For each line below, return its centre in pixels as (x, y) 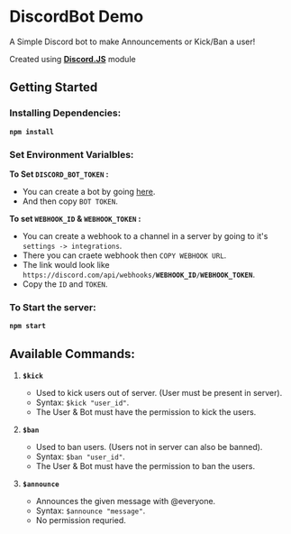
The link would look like (66, 264)
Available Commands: (72, 354)
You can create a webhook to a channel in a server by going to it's (145, 235)
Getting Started (54, 87)
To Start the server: (53, 307)
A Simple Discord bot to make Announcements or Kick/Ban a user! (132, 41)
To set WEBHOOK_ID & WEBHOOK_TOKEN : (75, 218)
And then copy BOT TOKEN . (70, 201)
